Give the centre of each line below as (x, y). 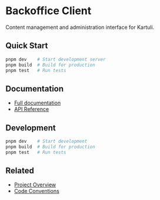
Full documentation (37, 103)
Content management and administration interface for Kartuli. (80, 27)
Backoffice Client (49, 11)
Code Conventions (36, 191)
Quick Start (27, 46)
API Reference (31, 109)
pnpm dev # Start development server (56, 59)
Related (20, 171)
